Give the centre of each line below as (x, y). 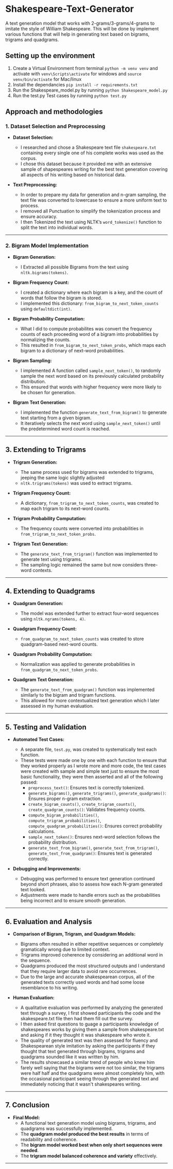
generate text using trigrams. (51, 559)
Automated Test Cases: (38, 739)
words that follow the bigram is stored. (61, 298)
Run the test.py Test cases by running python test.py (70, 95)
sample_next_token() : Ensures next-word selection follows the (94, 837)
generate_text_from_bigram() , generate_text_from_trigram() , (94, 848)
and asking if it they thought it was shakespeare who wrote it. (85, 1035)
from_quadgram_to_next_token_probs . (59, 670)
